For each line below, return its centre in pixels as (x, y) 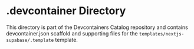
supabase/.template (30, 40)
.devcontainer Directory (66, 11)
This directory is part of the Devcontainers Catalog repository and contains (97, 27)
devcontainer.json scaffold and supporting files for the (72, 33)
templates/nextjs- (162, 34)
